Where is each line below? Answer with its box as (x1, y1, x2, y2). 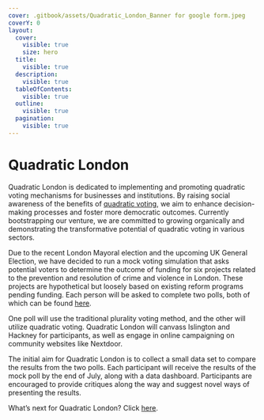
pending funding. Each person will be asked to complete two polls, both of (8, 289, 251, 299)
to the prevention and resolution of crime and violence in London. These (8, 273, 243, 282)
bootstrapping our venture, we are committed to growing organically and (8, 215, 245, 225)
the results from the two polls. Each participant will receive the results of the (8, 362, 257, 372)
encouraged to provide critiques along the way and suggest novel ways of (8, 379, 251, 388)
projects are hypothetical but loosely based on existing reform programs (8, 282, 243, 291)
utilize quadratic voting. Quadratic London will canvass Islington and (8, 322, 231, 331)
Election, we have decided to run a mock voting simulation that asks (8, 256, 229, 266)
